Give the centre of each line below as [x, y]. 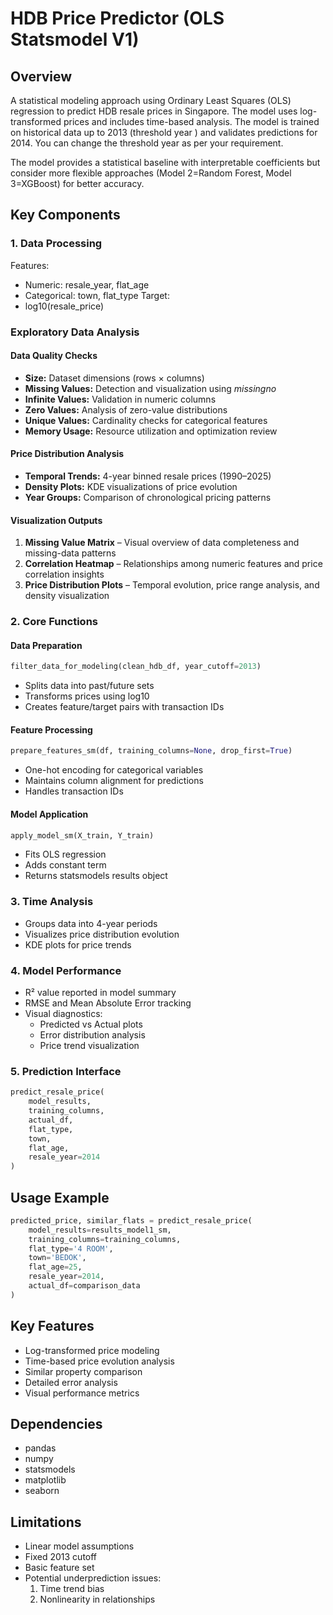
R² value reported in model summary [100, 992]
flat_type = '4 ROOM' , [71, 1248]
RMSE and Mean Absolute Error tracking [108, 1003]
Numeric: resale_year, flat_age [87, 284]
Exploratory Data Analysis [75, 332]
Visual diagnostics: [63, 1013]
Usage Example [60, 1197]
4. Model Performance [66, 970]
